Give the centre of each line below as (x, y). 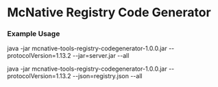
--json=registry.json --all (107, 76)
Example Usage (34, 34)
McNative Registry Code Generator (109, 13)
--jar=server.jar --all (101, 56)
